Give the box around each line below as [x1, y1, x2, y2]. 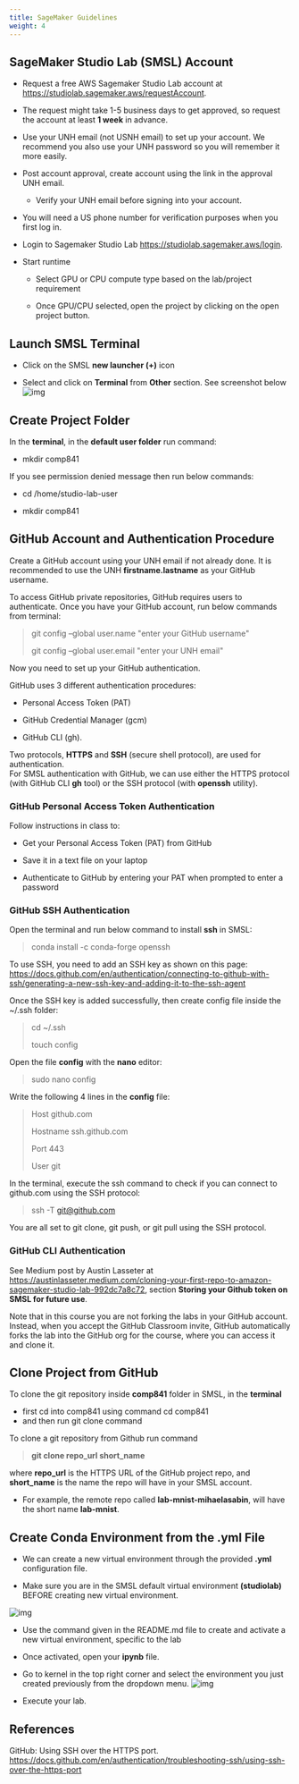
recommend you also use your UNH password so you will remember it [21, 141, 280, 152]
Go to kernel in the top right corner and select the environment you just [21, 1669, 284, 1679]
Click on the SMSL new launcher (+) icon [21, 359, 176, 371]
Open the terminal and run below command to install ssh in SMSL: [9, 925, 253, 935]
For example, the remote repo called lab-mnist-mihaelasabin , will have [21, 1494, 286, 1505]
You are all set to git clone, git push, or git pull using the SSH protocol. [9, 1222, 267, 1233]
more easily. [21, 151, 68, 162]
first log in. [21, 222, 62, 233]
